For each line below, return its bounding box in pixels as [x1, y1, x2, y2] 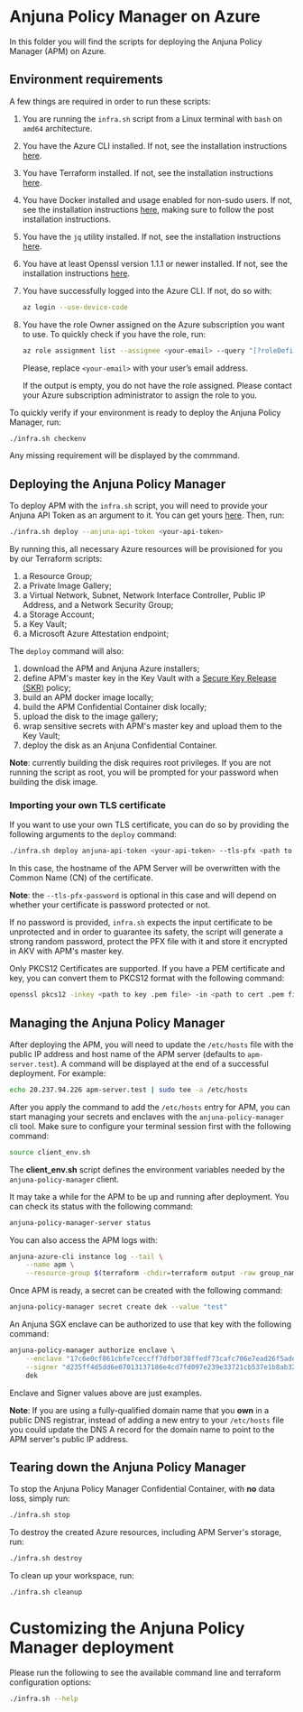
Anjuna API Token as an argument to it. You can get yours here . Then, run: [9, 510, 285, 520]
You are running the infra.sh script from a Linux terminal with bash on [22, 113, 282, 124]
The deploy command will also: [9, 646, 124, 657]
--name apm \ [25, 1260, 75, 1269]
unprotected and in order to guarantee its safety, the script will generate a [9, 926, 284, 937]
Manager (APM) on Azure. [9, 45, 106, 56]
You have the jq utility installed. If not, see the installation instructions [22, 231, 281, 242]
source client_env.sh [9, 1147, 91, 1156]
